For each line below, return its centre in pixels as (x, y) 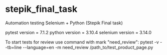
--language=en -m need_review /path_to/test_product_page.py (88, 47)
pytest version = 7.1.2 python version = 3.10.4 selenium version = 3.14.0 (78, 32)
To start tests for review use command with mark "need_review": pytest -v (82, 42)
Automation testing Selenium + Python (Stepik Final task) (64, 23)
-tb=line (14, 47)
